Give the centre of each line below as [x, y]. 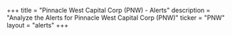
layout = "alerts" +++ [38, 25]
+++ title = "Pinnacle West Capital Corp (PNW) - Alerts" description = [109, 10]
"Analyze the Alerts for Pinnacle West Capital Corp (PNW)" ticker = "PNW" [116, 18]
